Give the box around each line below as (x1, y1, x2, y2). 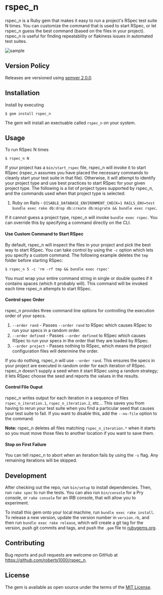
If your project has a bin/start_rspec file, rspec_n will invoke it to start (5, 165, 146, 170)
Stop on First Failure (5, 441, 47, 447)
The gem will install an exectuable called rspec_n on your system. (5, 120, 136, 126)
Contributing (5, 539, 45, 547)
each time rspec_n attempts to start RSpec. (5, 285, 92, 291)
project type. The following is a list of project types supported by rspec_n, (5, 186, 153, 191)
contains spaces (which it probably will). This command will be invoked (5, 280, 148, 286)
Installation (5, 89, 40, 97)
